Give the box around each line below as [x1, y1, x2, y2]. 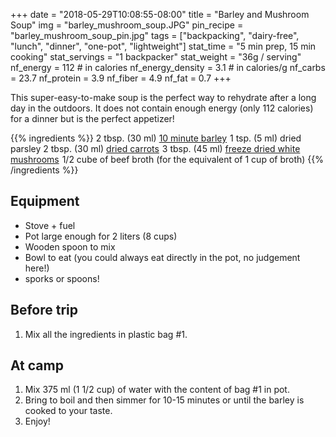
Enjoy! [24, 415, 51, 428]
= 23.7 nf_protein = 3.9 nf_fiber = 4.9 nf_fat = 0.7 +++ [10, 72, 232, 84]
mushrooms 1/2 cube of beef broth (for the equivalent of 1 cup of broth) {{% [10, 154, 325, 165]
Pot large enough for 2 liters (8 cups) [24, 230, 178, 242]
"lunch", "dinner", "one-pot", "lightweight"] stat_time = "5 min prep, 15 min [10, 40, 317, 52]
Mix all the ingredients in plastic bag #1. [24, 328, 188, 340]
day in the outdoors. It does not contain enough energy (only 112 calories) [10, 102, 314, 114]
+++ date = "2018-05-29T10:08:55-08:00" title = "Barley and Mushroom [10, 9, 310, 20]
